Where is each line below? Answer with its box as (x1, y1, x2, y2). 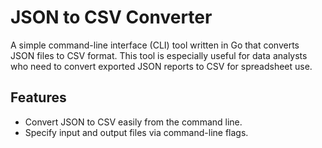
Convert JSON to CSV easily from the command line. (24, 116, 243, 128)
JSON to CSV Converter (10, 6, 213, 29)
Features (10, 89, 67, 106)
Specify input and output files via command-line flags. (24, 126, 249, 138)
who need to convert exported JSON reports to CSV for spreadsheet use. (10, 60, 313, 72)
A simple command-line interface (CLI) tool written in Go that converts (10, 39, 300, 51)
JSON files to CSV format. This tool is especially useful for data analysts (10, 49, 308, 61)
